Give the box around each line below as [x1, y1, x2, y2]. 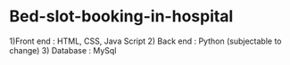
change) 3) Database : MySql [9, 45, 117, 55]
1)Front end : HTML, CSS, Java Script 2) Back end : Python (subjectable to [9, 36, 282, 46]
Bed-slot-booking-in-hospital [9, 6, 234, 27]
